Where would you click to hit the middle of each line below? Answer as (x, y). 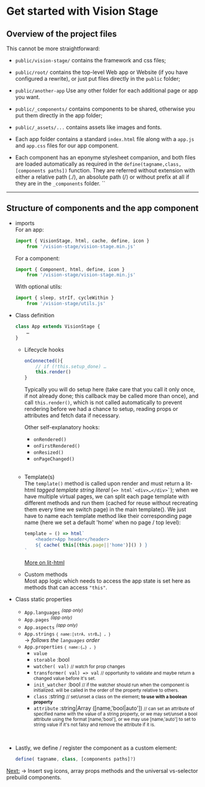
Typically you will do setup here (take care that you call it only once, (110, 390)
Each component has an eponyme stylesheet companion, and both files (105, 157)
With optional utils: (38, 287)
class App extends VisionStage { (58, 327)
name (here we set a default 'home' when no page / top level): (103, 523)
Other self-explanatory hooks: (62, 427)
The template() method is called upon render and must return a (104, 484)
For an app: (30, 229)
